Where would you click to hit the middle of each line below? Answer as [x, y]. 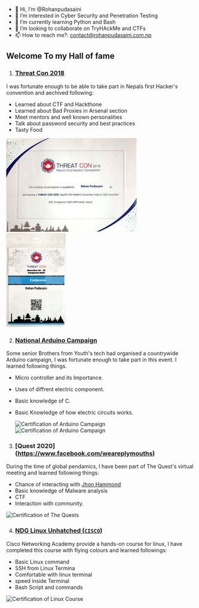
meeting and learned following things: [53, 473]
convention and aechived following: [50, 92]
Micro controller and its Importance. [59, 377]
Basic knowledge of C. [42, 401]
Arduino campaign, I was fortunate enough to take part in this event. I [91, 359]
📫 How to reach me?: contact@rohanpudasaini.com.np [83, 35]
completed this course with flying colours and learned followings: [87, 550]
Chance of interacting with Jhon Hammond [68, 485]
